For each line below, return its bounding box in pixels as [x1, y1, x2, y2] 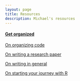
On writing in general [5, 61, 47, 66]
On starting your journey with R [5, 70, 68, 76]
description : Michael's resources [5, 16, 76, 21]
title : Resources [5, 12, 40, 16]
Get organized [5, 31, 35, 37]
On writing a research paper [5, 51, 62, 57]
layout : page [5, 7, 32, 12]
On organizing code [5, 42, 45, 48]
